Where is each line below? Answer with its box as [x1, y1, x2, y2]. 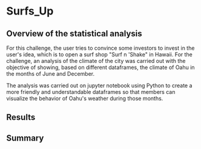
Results [6, 112, 36, 122]
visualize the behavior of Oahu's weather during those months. [6, 95, 163, 102]
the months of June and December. [6, 70, 95, 77]
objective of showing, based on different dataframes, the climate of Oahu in [6, 64, 195, 71]
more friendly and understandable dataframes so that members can [6, 88, 176, 95]
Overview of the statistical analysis [6, 28, 142, 39]
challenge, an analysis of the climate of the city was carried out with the [6, 58, 186, 64]
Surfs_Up [6, 4, 54, 18]
